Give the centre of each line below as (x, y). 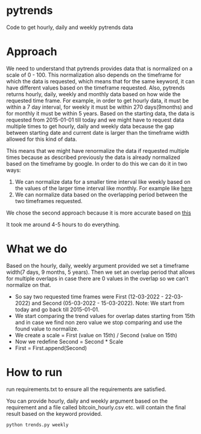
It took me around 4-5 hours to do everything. (63, 224)
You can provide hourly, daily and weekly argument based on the (87, 401)
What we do (37, 249)
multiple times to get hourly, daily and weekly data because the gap (90, 126)
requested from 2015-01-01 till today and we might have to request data (95, 120)
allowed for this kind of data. (42, 139)
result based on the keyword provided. (54, 413)
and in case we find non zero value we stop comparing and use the (98, 322)
